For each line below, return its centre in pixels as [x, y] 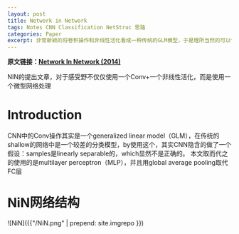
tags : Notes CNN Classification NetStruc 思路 [76, 27]
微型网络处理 [32, 86]
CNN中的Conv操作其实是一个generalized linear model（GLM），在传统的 [113, 136]
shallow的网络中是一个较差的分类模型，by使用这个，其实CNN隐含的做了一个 [119, 145]
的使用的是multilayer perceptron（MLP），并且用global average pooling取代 [118, 163]
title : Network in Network [47, 21]
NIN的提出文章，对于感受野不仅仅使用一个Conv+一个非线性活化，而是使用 [116, 77]
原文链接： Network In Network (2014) [64, 62]
